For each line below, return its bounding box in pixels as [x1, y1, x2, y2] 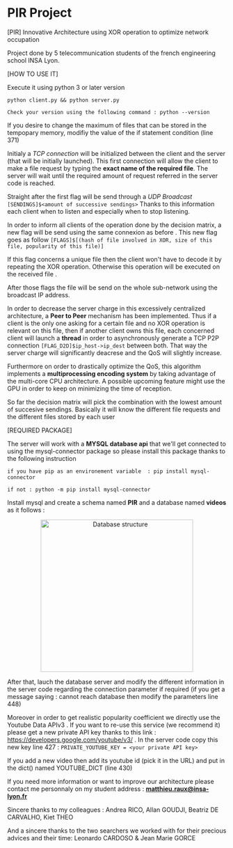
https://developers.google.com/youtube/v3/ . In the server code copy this [7, 735, 218, 744]
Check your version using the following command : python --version [7, 109, 210, 116]
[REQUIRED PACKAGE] [7, 426, 72, 434]
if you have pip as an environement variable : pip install [7, 468, 188, 475]
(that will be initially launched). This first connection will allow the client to [7, 157, 218, 165]
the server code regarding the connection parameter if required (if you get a [7, 684, 225, 693]
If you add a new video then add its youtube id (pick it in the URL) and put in [7, 756, 225, 764]
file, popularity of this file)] [7, 242, 104, 250]
